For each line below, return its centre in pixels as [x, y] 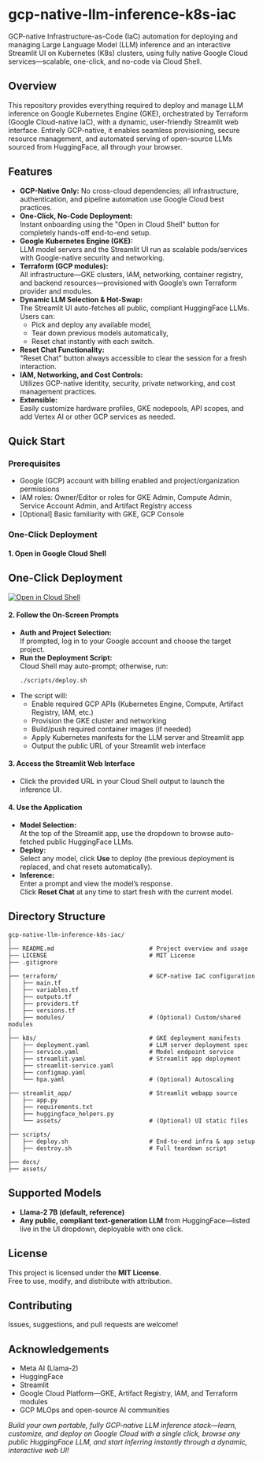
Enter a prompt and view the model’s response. [96, 884]
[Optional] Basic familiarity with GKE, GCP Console [102, 514]
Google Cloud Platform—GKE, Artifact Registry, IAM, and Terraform [128, 1393]
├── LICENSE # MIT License [102, 955]
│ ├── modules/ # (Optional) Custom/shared [125, 1017]
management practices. [58, 391]
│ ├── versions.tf [42, 1010]
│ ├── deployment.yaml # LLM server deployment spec [128, 1045]
